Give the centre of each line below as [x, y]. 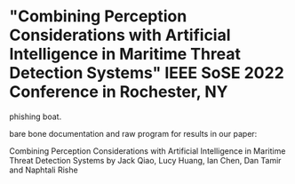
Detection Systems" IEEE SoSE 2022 [147, 73]
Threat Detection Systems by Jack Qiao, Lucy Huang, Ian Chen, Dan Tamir [145, 160]
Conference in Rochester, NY [119, 92]
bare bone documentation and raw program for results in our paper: [133, 133]
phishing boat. [36, 116]
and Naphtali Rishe [44, 170]
